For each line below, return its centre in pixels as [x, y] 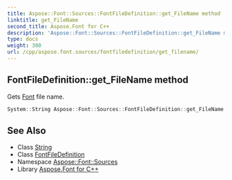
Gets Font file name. [36, 97]
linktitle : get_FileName [43, 20]
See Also [27, 131]
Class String [35, 147]
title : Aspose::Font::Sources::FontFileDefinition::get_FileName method [114, 13]
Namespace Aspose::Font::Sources [67, 162]
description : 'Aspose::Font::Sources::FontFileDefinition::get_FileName [114, 33]
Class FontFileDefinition [51, 154]
